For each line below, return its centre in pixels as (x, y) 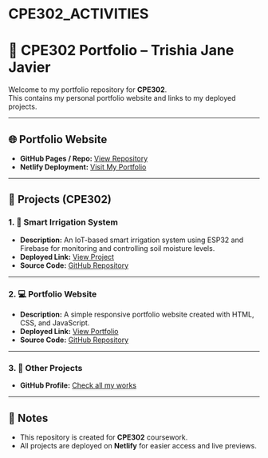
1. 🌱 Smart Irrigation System (63, 222)
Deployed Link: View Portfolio (69, 331)
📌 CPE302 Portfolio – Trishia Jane (121, 51)
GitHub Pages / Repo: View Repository (84, 158)
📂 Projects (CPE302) (60, 199)
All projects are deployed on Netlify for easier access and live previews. (138, 446)
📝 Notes (28, 418)
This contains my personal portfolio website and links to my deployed (122, 98)
